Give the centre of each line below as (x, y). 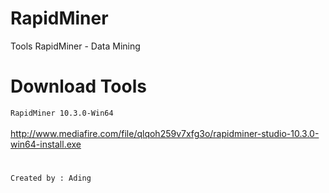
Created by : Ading (51, 178)
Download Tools (78, 86)
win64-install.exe (46, 144)
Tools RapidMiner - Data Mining (75, 46)
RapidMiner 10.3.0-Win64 (62, 113)
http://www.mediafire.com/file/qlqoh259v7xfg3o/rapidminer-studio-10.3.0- (165, 133)
